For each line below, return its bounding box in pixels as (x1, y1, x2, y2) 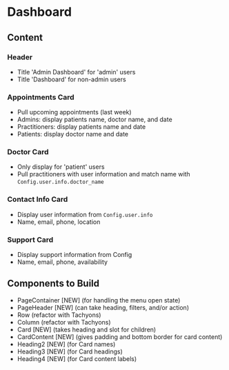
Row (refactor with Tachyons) (17, 311, 101, 319)
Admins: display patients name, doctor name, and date (17, 115, 172, 124)
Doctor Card (7, 147, 50, 157)
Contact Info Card (7, 194, 68, 204)
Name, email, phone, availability (17, 258, 108, 266)
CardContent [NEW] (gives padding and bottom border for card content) (17, 332, 223, 341)
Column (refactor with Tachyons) (17, 318, 112, 326)
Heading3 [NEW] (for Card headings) (17, 347, 123, 356)
